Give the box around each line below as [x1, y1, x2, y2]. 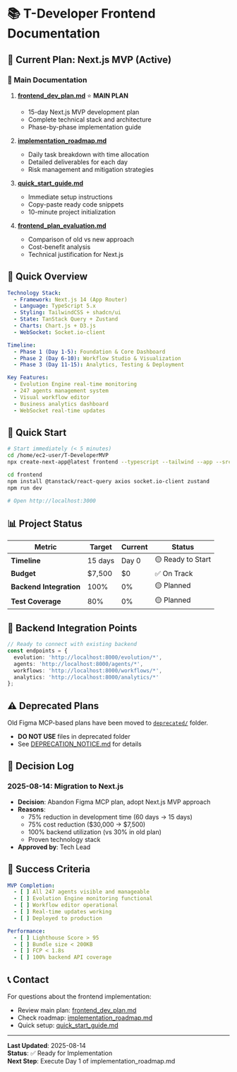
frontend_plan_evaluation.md [17, 221, 107, 230]
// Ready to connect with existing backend [7, 641, 138, 648]
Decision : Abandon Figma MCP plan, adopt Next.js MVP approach [17, 797, 211, 806]
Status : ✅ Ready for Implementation [7, 1049, 113, 1057]
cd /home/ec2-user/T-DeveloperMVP [7, 452, 109, 459]
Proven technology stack [28, 835, 101, 843]
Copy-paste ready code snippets [28, 200, 124, 209]
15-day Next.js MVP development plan [28, 108, 140, 116]
